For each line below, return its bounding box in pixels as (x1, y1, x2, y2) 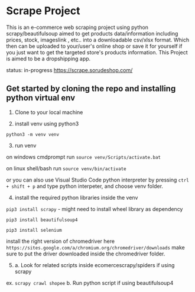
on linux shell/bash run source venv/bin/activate (6, 164, 126, 172)
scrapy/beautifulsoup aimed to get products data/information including (6, 30, 178, 37)
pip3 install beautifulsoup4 (6, 217, 78, 223)
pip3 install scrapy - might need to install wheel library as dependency (6, 205, 183, 212)
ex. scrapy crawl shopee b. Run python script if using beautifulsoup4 (6, 279, 174, 286)
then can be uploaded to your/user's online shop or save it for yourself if (6, 43, 183, 50)
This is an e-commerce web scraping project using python (6, 24, 149, 31)
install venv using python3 (14, 120, 79, 127)
